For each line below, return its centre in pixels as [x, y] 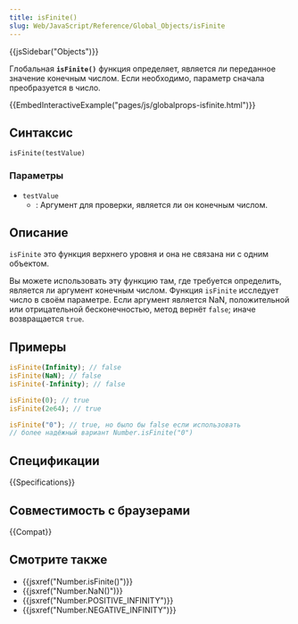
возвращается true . [47, 319]
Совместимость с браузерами [99, 510]
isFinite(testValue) [48, 154]
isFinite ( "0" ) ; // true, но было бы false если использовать [125, 425]
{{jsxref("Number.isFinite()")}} [78, 581]
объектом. [29, 263]
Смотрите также [58, 560]
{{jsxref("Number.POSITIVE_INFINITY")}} [98, 600]
